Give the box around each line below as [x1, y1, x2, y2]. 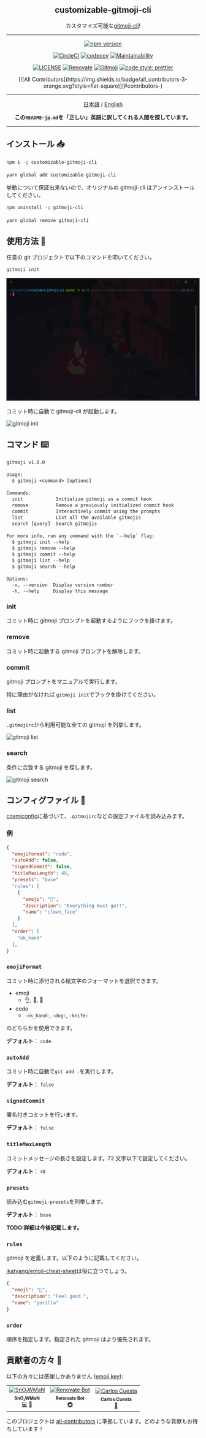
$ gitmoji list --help [12, 557, 70, 564]
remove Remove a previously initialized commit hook [12, 502, 174, 508]
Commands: [6, 490, 32, 496]
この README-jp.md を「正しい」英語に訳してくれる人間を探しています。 [14, 113, 192, 121]
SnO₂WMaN [14, 1395, 40, 1401]
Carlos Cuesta [101, 1396, 132, 1402]
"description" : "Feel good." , [12, 1293, 89, 1299]
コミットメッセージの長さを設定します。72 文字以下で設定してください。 [6, 1154, 191, 1161]
